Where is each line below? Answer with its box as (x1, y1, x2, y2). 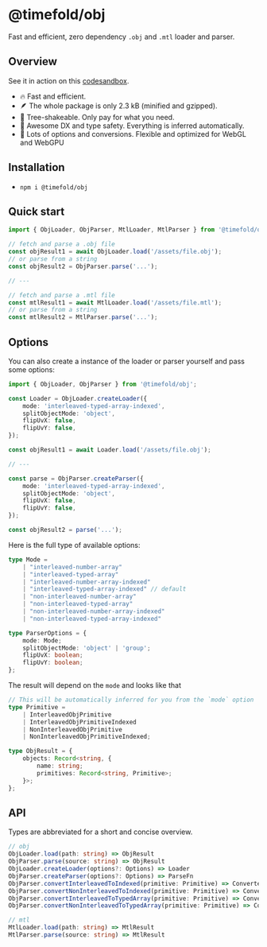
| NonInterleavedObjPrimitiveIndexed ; (22, 733, 151, 741)
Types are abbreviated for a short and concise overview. (8, 827, 193, 836)
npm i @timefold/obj (19, 183, 88, 192)
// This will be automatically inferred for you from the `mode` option (8, 696, 254, 704)
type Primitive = (8, 703, 66, 711)
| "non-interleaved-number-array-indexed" (22, 607, 165, 615)
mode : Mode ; (22, 636, 62, 645)
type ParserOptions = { (8, 629, 87, 637)
